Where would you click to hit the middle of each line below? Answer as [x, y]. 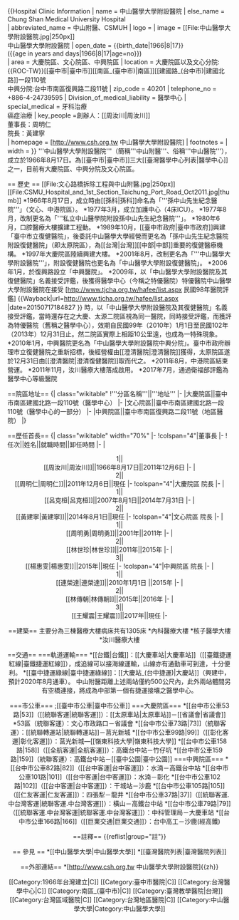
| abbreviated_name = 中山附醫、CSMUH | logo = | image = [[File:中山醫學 [116, 27]
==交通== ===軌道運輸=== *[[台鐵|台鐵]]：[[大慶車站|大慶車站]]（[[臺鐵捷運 [119, 655]
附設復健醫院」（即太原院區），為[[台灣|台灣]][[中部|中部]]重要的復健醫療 [112, 245]
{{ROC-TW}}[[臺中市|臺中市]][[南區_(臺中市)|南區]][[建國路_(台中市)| [107, 71]
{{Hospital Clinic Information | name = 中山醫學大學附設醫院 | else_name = [116, 11]
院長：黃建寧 [26, 133]
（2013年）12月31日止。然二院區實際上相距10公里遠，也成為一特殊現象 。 [115, 334]
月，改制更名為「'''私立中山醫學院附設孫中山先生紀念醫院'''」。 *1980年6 [114, 218]
